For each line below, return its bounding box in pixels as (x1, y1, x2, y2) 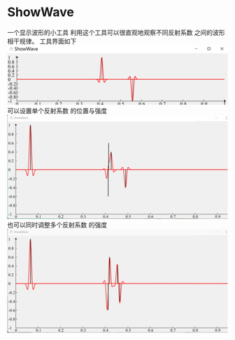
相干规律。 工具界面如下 (7, 36, 77, 45)
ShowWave (7, 4, 75, 20)
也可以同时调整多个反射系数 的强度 (7, 220, 107, 229)
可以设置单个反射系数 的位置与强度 (7, 106, 107, 115)
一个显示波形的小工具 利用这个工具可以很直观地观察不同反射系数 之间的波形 (7, 28, 225, 36)
